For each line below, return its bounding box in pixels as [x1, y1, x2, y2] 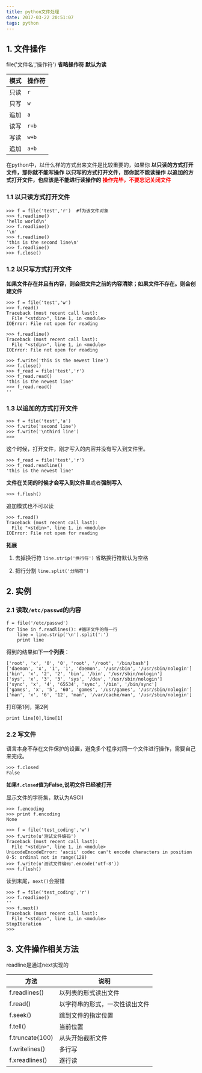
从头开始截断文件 [59, 1033, 108, 1042]
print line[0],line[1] [6, 715, 63, 721]
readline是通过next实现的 [6, 961, 69, 968]
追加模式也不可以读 [6, 502, 54, 510]
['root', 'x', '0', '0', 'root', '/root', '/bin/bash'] [6, 660, 149, 666]
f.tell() [9, 1022, 26, 1030]
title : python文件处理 [6, 8, 60, 15]
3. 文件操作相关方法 [6, 944, 79, 954]
